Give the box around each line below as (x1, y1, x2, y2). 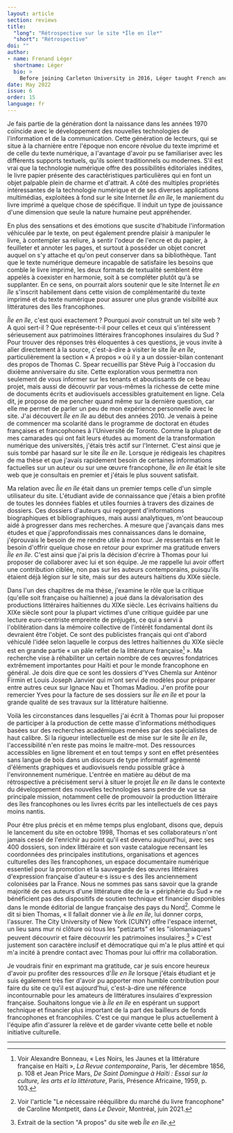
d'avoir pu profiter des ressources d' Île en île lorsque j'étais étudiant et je (7, 969, 216, 977)
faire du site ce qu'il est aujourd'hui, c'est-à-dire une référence (7, 983, 187, 992)
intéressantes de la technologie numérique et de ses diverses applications (7, 185, 220, 194)
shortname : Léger (13, 62, 64, 69)
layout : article (7, 10, 54, 17)
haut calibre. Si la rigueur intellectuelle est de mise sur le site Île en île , (7, 733, 208, 742)
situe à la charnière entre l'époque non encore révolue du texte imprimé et (7, 142, 220, 150)
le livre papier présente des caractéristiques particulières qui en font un (7, 171, 212, 179)
